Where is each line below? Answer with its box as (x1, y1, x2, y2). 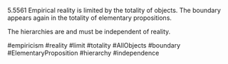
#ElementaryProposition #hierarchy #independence (7, 49, 160, 57)
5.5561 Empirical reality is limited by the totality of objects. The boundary (7, 6, 221, 14)
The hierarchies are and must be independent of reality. (7, 28, 171, 36)
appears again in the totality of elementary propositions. (7, 14, 172, 22)
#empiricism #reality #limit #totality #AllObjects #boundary (7, 41, 181, 49)
